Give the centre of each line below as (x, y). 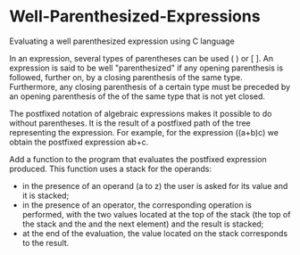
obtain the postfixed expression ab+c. (79, 142)
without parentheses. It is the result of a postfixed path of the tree (130, 123)
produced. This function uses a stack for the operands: (111, 169)
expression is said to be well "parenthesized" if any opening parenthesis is (146, 68)
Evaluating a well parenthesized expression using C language (122, 41)
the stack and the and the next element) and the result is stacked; (143, 224)
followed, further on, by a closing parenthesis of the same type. (126, 77)
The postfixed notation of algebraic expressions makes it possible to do (141, 113)
